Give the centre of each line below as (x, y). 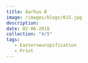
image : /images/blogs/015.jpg (44, 17)
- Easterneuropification (46, 46)
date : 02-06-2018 (28, 28)
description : (23, 23)
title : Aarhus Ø (27, 12)
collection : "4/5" (29, 34)
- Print (24, 51)
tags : (13, 40)
